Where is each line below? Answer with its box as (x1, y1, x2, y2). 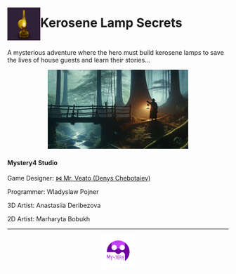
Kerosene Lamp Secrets (40, 15, 183, 31)
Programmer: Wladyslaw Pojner (7, 188, 99, 196)
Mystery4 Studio (7, 158, 58, 167)
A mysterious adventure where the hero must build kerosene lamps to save (7, 48, 225, 56)
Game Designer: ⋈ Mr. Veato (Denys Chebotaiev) (7, 174, 151, 183)
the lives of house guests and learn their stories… (7, 56, 151, 64)
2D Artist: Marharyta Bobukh (7, 215, 91, 223)
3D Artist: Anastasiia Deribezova (7, 201, 101, 210)
